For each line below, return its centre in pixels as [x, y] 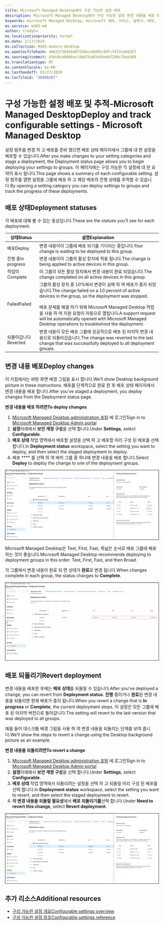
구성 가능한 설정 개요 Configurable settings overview [63, 911]
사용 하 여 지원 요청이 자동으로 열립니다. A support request [100, 313]
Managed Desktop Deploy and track [78, 115]
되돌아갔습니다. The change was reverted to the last [102, 337]
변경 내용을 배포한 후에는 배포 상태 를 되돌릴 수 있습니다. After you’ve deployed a [82, 688]
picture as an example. [28, 740]
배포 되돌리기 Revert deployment [53, 676]
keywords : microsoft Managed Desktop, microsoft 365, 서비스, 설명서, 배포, [81, 21]
